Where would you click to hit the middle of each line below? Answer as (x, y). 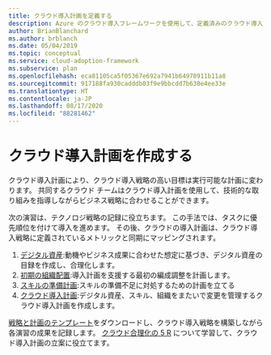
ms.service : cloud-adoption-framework (74, 61)
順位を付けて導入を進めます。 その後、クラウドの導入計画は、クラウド (133, 227)
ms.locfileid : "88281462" (52, 114)
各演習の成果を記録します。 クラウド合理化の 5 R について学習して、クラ (129, 332)
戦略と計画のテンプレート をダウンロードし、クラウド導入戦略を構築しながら (136, 322)
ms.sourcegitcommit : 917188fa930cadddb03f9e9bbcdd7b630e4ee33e (117, 83)
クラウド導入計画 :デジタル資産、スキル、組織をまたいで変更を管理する (138, 295)
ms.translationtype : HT (49, 91)
